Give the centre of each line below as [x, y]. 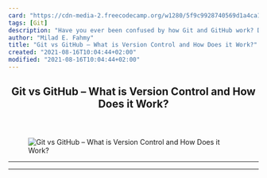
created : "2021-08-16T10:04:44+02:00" [72, 52]
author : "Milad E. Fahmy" [51, 38]
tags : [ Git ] [28, 23]
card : [17, 15]
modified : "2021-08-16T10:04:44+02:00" [74, 60]
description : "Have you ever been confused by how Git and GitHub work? [131, 30]
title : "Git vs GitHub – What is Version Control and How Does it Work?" [133, 45]
